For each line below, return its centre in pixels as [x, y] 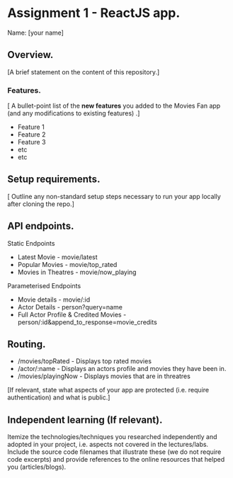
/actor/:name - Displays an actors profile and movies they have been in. [122, 369]
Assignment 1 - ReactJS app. [94, 13]
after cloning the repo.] [41, 204]
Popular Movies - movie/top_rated [67, 264]
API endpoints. [41, 226]
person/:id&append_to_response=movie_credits [87, 322]
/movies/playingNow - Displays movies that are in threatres [104, 376]
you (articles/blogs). [37, 467]
